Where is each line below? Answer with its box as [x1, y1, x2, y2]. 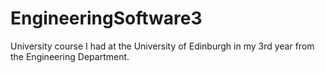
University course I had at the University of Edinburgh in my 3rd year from [10, 40, 315, 52]
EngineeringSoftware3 [10, 7, 203, 30]
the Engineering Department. [10, 50, 130, 62]
